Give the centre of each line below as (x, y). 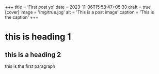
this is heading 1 (38, 37)
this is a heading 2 (33, 54)
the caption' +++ (22, 17)
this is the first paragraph (30, 66)
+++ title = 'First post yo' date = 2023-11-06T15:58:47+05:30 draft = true (78, 7)
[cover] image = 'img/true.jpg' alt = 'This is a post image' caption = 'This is (79, 12)
